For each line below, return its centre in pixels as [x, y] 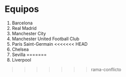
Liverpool [22, 60]
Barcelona [22, 23]
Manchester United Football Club [46, 39]
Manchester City [29, 33]
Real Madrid [24, 28]
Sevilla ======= [29, 54]
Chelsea [20, 49]
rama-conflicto [106, 69]
